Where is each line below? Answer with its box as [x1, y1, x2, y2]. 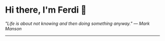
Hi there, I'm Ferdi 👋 [5, 4, 87, 16]
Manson [5, 25, 22, 31]
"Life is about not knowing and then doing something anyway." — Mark [5, 20, 150, 26]
